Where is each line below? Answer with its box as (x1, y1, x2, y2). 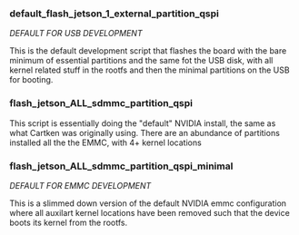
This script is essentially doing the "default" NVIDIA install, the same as (9, 117, 276, 129)
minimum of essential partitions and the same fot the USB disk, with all (9, 55, 274, 66)
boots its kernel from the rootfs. (9, 217, 128, 228)
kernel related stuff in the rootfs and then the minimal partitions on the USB (9, 64, 290, 75)
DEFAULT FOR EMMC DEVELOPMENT (9, 180, 152, 191)
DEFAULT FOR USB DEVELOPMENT (9, 28, 143, 39)
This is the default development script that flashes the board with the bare (9, 45, 287, 56)
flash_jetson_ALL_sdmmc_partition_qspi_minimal (9, 160, 234, 172)
